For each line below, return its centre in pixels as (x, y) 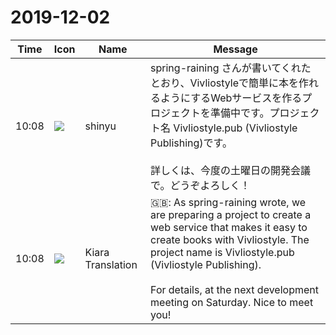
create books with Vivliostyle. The (230, 239)
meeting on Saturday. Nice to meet (232, 302)
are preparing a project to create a (231, 214)
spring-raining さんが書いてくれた (231, 68)
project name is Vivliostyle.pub (222, 252)
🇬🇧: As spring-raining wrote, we (228, 202)
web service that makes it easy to (229, 227)
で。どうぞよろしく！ (200, 185)
